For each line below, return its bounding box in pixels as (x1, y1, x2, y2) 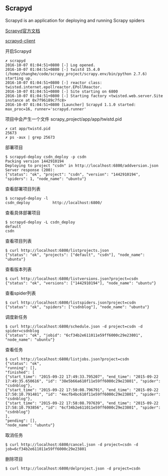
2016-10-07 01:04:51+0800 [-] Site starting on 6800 (5, 89, 118, 94)
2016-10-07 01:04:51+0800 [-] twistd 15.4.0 (5, 67, 100, 72)
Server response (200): (5, 167, 55, 172)
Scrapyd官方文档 (5, 28, 40, 34)
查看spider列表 (5, 290, 36, 296)
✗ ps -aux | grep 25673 (5, 135, 55, 140)
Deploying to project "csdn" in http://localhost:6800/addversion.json (5, 163, 158, 168)
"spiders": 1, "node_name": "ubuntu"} (5, 176, 87, 181)
